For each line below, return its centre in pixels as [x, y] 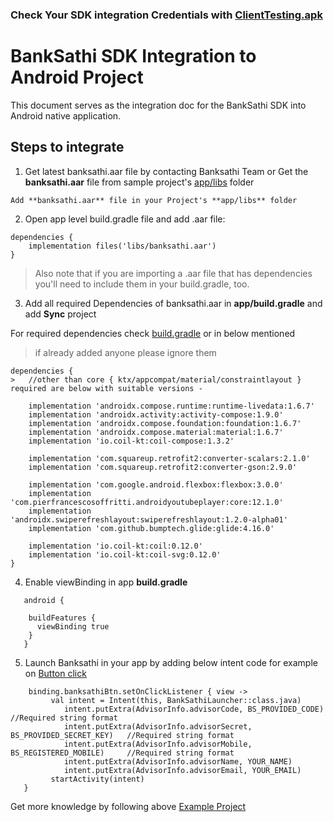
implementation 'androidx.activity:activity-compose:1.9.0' [156, 414]
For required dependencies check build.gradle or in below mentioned [153, 333]
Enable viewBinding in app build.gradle [106, 582]
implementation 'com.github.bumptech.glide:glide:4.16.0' [151, 528]
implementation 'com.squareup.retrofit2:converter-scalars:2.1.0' [169, 458]
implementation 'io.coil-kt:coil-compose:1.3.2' [131, 441]
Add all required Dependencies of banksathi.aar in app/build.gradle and [173, 303]
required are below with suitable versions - [106, 388]
